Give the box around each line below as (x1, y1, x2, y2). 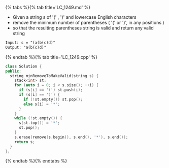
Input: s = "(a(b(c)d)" (5, 40, 56, 45)
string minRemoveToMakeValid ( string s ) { (10, 73, 99, 78)
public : (5, 69, 22, 74)
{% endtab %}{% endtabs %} (5, 158, 67, 164)
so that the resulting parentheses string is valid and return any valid (12, 25, 154, 31)
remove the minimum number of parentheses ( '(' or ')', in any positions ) (12, 20, 164, 25)
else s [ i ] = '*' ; (23, 102, 60, 107)
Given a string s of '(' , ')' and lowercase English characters (12, 14, 137, 20)
